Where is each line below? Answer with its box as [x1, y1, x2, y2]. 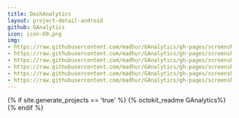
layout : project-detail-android [7, 17, 103, 24]
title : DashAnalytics [7, 10, 72, 18]
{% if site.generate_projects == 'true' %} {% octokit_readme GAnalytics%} [7, 96, 226, 104]
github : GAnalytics [7, 23, 65, 31]
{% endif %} [7, 104, 44, 112]
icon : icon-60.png [7, 30, 62, 38]
